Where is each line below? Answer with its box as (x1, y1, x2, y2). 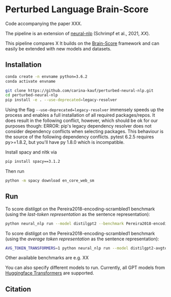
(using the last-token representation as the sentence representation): (5, 211, 150, 217)
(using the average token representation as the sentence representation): (5, 236, 159, 242)
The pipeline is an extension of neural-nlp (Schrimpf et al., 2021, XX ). (5, 30, 150, 36)
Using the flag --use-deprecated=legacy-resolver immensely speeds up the (5, 107, 164, 113)
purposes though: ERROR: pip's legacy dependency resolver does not (5, 123, 152, 129)
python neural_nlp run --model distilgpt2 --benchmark (5, 221, 124, 226)
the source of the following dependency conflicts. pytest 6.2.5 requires (5, 134, 154, 140)
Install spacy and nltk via (5, 149, 57, 155)
